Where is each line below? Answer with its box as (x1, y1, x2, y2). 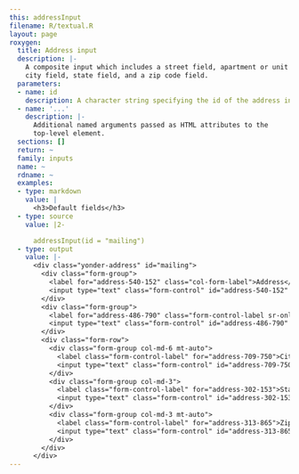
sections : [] (17, 137, 66, 146)
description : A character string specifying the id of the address (25, 95, 280, 105)
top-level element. (32, 129, 105, 138)
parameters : (17, 79, 62, 88)
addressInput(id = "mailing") (32, 236, 145, 245)
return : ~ (17, 145, 53, 154)
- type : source (17, 211, 74, 221)
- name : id (17, 87, 58, 96)
